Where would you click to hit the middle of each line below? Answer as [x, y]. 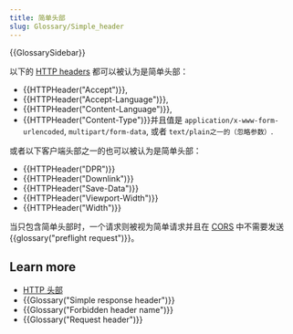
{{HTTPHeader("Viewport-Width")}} [90, 198]
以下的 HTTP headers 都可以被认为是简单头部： [99, 71]
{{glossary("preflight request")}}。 [74, 237]
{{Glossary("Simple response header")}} [99, 300]
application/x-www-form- [231, 120]
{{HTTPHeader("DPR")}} [69, 169]
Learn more [43, 267]
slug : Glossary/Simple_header [67, 26]
